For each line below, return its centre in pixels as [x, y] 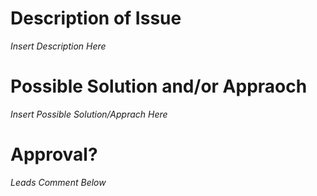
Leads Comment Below [58, 182]
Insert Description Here [58, 46]
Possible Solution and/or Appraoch [159, 86]
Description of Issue [96, 18]
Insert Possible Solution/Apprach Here [89, 114]
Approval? [54, 154]
